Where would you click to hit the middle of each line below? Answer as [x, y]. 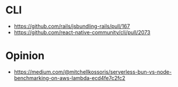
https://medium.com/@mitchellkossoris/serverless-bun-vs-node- [93, 72]
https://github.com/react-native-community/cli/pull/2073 [82, 32]
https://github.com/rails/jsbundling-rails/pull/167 [72, 26]
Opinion [25, 56]
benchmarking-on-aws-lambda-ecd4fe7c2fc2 [70, 78]
